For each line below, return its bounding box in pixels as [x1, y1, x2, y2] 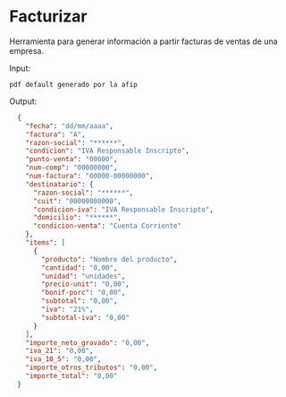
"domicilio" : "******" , [32, 213, 122, 222]
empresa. [9, 45, 45, 56]
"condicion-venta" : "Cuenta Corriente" [32, 221, 181, 230]
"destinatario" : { [25, 179, 94, 189]
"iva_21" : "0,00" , [25, 347, 94, 356]
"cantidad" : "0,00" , [41, 263, 118, 272]
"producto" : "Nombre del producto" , [41, 255, 178, 263]
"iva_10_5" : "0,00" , [25, 355, 102, 364]
